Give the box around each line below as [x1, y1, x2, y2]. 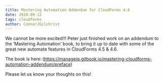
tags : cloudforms [5, 17, 42, 22]
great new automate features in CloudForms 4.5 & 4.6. [5, 46, 118, 52]
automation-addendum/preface [5, 61, 71, 67]
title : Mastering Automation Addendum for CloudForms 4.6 [5, 7, 130, 13]
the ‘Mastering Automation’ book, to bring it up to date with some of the [5, 41, 154, 47]
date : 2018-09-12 [5, 12, 42, 17]
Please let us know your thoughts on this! [5, 71, 92, 77]
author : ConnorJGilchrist [5, 21, 60, 27]
